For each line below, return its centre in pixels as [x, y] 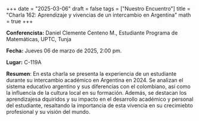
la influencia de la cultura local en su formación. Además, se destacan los [97, 93]
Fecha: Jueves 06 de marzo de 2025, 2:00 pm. [64, 51]
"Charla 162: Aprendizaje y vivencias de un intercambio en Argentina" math [99, 15]
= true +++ [20, 21]
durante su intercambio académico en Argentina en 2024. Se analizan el [95, 80]
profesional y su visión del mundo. [48, 112]
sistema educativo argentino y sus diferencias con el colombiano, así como [98, 86]
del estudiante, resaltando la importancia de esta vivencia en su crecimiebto [100, 106]
